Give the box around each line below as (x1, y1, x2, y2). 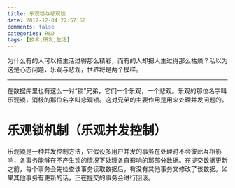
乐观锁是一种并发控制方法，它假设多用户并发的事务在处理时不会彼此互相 (7, 147, 215, 156)
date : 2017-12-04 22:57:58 (7, 17, 86, 24)
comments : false (7, 23, 55, 30)
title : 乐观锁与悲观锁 (7, 10, 66, 18)
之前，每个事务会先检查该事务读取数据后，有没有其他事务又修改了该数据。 (7, 165, 222, 173)
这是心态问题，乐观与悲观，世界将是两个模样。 (7, 65, 142, 74)
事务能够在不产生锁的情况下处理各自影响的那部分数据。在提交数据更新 (25, 156, 228, 165)
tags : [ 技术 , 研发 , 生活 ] (7, 36, 71, 43)
